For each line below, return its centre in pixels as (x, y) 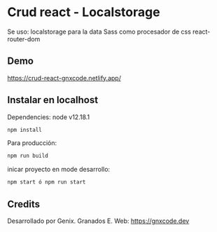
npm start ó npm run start (47, 182)
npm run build (28, 156)
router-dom (24, 39)
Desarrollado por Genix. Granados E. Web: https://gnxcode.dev (98, 221)
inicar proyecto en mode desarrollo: (59, 170)
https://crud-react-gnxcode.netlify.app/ (64, 78)
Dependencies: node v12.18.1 (49, 117)
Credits (24, 204)
